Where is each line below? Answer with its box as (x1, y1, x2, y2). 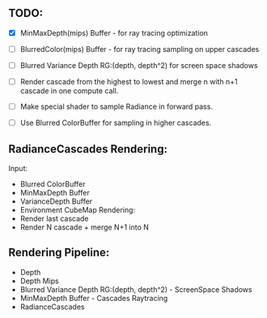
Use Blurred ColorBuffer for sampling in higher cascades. (19, 118, 212, 128)
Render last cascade (19, 214, 89, 223)
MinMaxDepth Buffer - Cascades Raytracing (19, 293, 168, 303)
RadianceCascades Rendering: (8, 142, 168, 156)
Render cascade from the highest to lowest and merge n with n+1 (19, 77, 238, 86)
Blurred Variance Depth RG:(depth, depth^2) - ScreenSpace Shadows (19, 284, 252, 294)
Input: (8, 164, 28, 173)
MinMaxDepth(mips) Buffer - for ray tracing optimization (19, 28, 209, 37)
